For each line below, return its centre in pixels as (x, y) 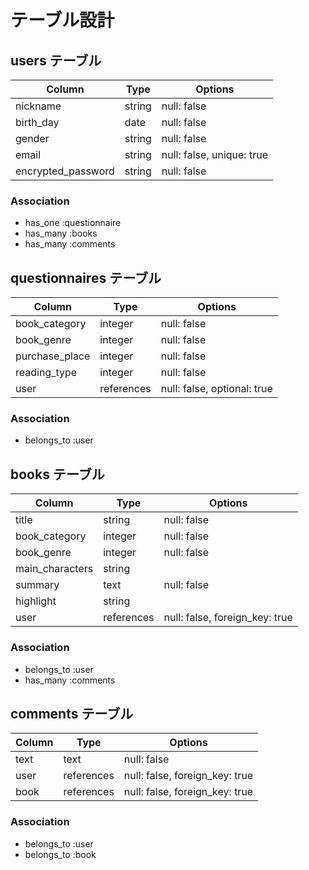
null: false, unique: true (214, 154)
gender (32, 138)
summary (37, 585)
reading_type (46, 373)
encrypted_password (65, 171)
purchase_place (53, 356)
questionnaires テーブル (86, 277)
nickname (38, 106)
